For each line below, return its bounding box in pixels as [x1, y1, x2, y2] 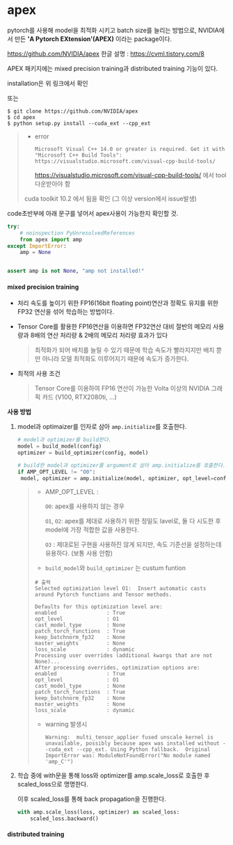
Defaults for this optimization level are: [34, 603, 163, 610]
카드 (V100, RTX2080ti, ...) [42, 393, 117, 402]
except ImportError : [7, 242, 67, 249]
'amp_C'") [45, 758, 74, 765]
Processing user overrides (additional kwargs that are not [34, 651, 213, 659]
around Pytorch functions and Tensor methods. [34, 591, 172, 598]
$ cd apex [7, 113, 36, 120]
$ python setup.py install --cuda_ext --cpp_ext [7, 120, 151, 127]
